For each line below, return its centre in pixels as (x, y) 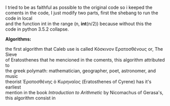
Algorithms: (18, 39)
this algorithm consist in (30, 98)
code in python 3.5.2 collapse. (37, 29)
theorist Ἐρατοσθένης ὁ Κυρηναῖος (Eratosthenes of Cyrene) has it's (79, 82)
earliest (13, 87)
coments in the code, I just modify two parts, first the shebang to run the (82, 13)
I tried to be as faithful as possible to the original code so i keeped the (79, 7)
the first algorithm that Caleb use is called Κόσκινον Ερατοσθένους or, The (84, 49)
